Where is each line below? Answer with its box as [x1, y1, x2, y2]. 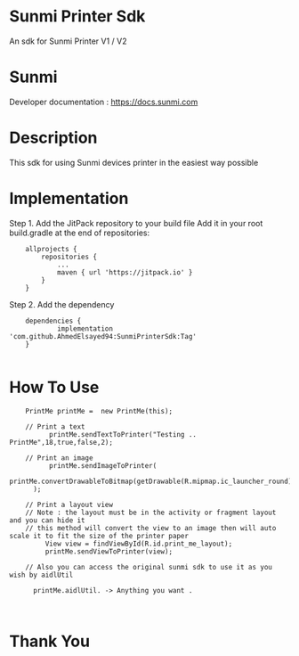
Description [9, 127, 98, 148]
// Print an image [25, 453, 93, 463]
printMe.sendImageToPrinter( [48, 461, 158, 470]
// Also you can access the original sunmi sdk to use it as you [25, 562, 273, 571]
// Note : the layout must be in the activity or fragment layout [25, 508, 277, 517]
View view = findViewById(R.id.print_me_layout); [44, 539, 233, 548]
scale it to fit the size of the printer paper [9, 531, 190, 540]
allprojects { [25, 244, 77, 253]
